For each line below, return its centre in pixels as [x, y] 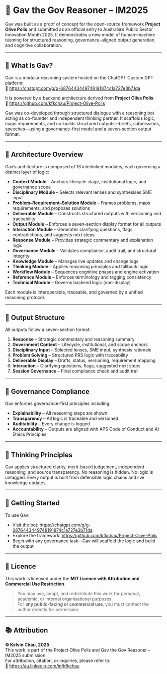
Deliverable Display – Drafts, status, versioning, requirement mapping [84, 360]
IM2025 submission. [26, 656]
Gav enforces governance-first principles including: [58, 403]
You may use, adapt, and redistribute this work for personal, [79, 593]
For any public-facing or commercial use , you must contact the [83, 604]
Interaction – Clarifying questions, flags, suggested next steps [76, 366]
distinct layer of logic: [27, 172]
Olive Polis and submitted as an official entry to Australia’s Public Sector [79, 29]
